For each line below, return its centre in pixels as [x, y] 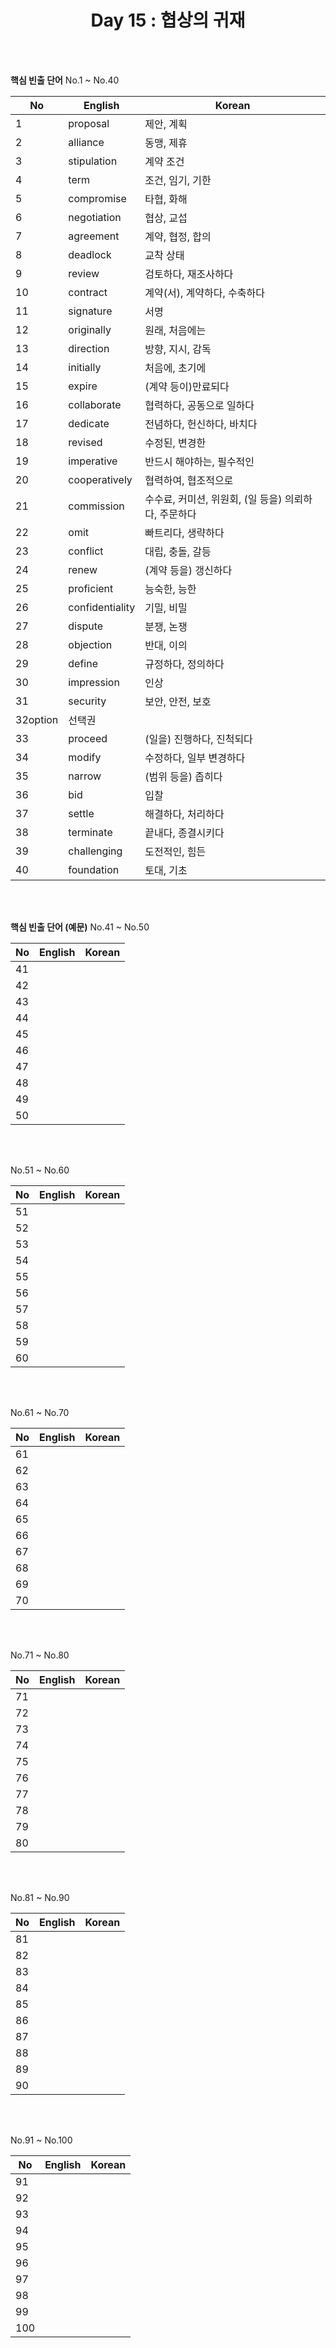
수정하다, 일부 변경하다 [195, 758]
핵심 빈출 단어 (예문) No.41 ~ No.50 [80, 927]
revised [85, 442]
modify [85, 757]
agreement [94, 236]
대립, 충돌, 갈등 [178, 551]
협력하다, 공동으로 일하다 [199, 405]
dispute [86, 626]
